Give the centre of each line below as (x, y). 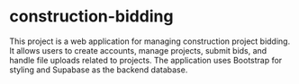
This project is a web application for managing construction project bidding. (150, 41)
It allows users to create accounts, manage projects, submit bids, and (138, 50)
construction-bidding (91, 17)
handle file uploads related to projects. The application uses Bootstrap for (146, 60)
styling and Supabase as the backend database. (99, 70)
